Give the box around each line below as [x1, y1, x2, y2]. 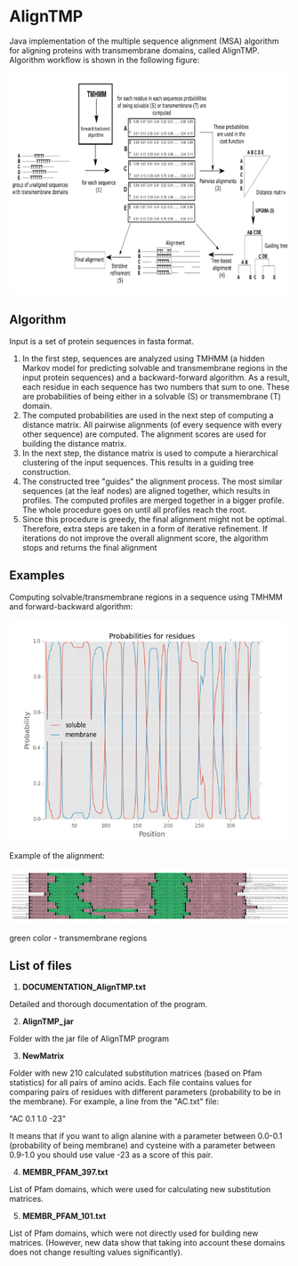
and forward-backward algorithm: [9, 601, 133, 611]
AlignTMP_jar [21, 1016, 74, 1027]
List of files [9, 958, 73, 973]
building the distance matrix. [21, 438, 127, 448]
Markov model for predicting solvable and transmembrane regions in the [21, 362, 288, 373]
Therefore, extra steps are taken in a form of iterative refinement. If [21, 523, 269, 534]
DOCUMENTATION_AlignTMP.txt [21, 981, 147, 993]
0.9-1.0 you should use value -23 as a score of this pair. [9, 1149, 213, 1160]
